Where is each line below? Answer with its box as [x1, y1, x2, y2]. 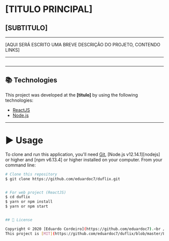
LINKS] [5, 47, 20, 53]
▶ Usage [5, 135, 44, 146]
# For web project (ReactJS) [5, 190, 66, 195]
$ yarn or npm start [5, 204, 49, 209]
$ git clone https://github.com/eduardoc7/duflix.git [5, 176, 121, 182]
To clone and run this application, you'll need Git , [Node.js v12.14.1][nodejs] [5, 151, 160, 157]
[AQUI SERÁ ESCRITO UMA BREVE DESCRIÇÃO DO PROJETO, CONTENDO [5, 42, 161, 47]
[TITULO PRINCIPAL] [5, 4, 93, 15]
